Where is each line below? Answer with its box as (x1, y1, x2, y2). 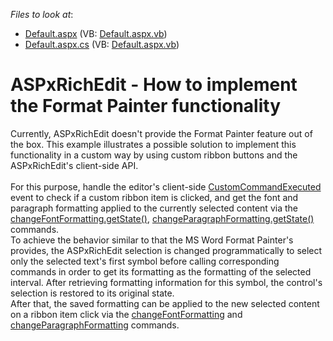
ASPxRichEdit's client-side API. (10, 159, 139, 171)
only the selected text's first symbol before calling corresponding (10, 255, 280, 267)
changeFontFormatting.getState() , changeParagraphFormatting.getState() (10, 212, 315, 224)
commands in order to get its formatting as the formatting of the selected (10, 265, 312, 278)
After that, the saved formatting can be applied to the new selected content (10, 297, 320, 309)
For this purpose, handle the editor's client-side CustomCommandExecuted (10, 180, 322, 193)
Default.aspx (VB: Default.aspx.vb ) (24, 28, 168, 39)
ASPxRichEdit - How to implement (10, 74, 298, 96)
